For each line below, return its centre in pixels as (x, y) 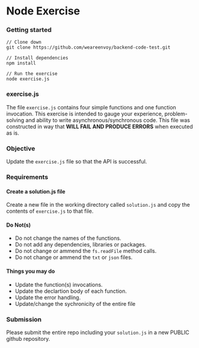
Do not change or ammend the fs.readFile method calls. (86, 251)
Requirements (27, 177)
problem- (176, 114)
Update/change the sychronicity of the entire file (75, 304)
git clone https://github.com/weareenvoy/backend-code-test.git (88, 47)
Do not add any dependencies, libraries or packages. (81, 245)
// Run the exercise (32, 74)
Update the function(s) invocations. (59, 284)
